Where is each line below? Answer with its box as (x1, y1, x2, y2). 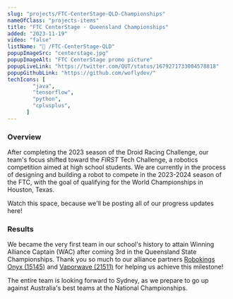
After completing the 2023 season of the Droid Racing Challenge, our (7, 148, 209, 157)
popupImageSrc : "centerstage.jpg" (7, 50, 109, 57)
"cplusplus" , (32, 102, 71, 109)
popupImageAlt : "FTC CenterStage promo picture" (7, 56, 153, 63)
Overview (7, 132, 42, 142)
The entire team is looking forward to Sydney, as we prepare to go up (7, 276, 209, 285)
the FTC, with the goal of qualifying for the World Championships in (7, 178, 203, 187)
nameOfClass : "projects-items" (7, 17, 100, 24)
